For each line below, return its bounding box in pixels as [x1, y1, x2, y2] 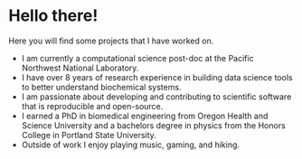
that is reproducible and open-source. [21, 100, 164, 111]
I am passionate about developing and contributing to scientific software [21, 91, 292, 102]
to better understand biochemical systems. [21, 81, 182, 92]
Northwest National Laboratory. [21, 62, 139, 73]
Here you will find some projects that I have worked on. [8, 35, 214, 46]
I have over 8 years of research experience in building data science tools [21, 71, 293, 82]
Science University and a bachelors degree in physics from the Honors [21, 119, 286, 131]
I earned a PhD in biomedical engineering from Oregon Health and [21, 110, 269, 121]
